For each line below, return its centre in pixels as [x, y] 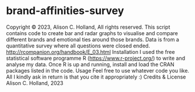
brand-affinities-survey [65, 11]
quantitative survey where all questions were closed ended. [78, 46]
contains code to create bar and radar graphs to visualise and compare [92, 33]
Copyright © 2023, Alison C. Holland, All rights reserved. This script [88, 27]
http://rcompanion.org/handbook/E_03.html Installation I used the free [90, 52]
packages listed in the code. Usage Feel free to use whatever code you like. [98, 70]
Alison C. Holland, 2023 [35, 83]
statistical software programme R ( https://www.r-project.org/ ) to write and [96, 58]
